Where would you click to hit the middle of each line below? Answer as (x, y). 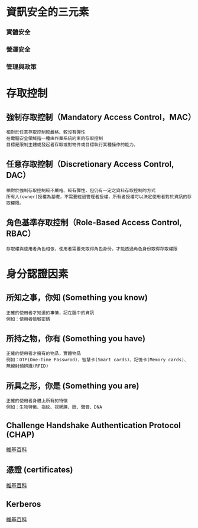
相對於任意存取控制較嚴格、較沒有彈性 (46, 132)
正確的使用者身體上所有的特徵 (37, 401)
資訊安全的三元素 (48, 12)
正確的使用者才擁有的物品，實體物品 (44, 354)
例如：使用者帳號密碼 (28, 319)
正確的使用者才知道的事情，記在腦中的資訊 (50, 313)
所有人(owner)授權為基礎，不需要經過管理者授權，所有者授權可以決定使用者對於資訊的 (97, 197)
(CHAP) (20, 434)
